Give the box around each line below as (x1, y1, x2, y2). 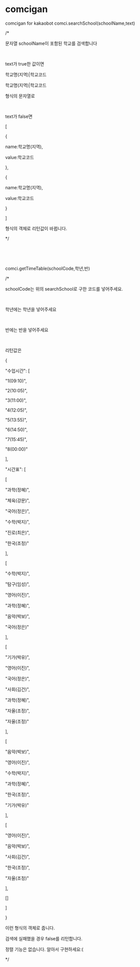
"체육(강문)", (5, 497, 30, 503)
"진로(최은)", (5, 529, 30, 535)
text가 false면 (5, 113, 33, 119)
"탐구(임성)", (5, 581, 30, 587)
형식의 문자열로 (5, 93, 35, 99)
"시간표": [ (5, 466, 26, 472)
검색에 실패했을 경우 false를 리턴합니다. (5, 935, 83, 941)
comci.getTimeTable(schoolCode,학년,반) (5, 265, 90, 271)
